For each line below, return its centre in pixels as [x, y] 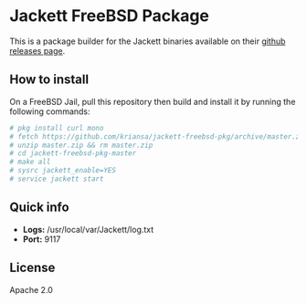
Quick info [40, 208]
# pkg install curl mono [57, 128]
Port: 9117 [42, 239]
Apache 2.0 [31, 289]
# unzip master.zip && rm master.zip [81, 145]
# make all [30, 162]
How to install [49, 80]
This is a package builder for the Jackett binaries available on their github [148, 41]
